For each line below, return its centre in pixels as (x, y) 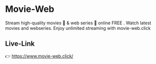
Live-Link (20, 44)
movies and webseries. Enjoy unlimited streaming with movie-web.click (78, 28)
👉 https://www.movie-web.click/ (39, 56)
